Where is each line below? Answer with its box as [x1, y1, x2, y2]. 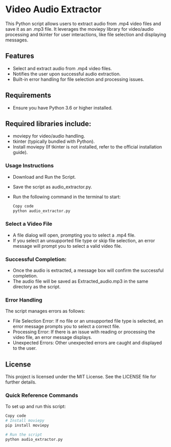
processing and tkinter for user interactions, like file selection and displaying [5, 31, 166, 37]
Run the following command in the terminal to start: [12, 194, 121, 200]
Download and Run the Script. [12, 174, 76, 180]
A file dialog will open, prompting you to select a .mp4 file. [12, 232, 136, 238]
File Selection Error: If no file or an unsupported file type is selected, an [12, 318, 163, 324]
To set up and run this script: [5, 403, 66, 410]
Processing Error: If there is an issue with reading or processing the [12, 329, 155, 335]
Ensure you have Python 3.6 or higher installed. [12, 104, 113, 111]
